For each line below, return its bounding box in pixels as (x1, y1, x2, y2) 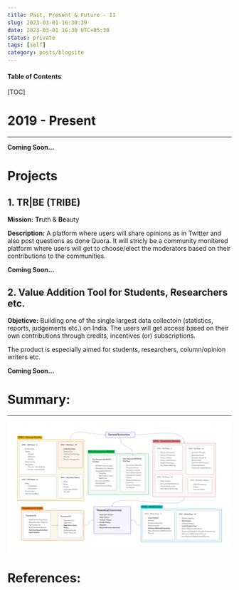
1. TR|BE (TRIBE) (7, 196, 80, 208)
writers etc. (7, 353, 41, 361)
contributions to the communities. (7, 252, 107, 260)
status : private (7, 34, 55, 41)
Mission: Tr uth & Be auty (7, 215, 80, 224)
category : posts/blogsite (7, 49, 84, 56)
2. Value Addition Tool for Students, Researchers (7, 286, 228, 299)
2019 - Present (7, 113, 96, 129)
